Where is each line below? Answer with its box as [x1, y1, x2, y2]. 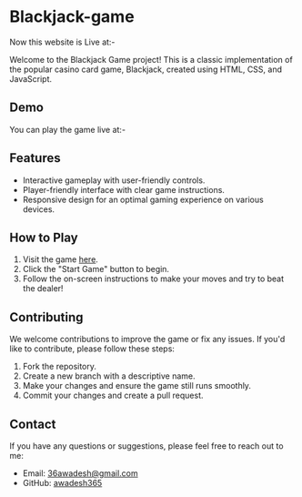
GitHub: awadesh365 [22, 478, 103, 488]
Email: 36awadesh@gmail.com [22, 468, 138, 479]
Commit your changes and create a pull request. [22, 390, 204, 401]
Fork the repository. [22, 361, 97, 372]
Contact [9, 416, 56, 431]
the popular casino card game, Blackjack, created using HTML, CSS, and [9, 64, 283, 75]
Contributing [9, 309, 84, 325]
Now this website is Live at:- [9, 36, 116, 47]
